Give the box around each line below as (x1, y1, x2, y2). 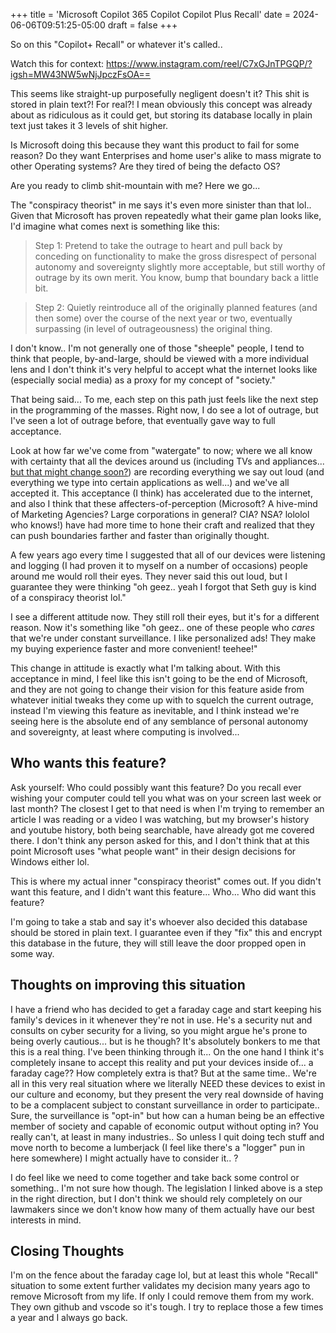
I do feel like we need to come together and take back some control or (10, 1171, 300, 1183)
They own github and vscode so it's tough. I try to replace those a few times (10, 1301, 324, 1313)
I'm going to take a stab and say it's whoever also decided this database (10, 915, 308, 928)
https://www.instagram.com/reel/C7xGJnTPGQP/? (105, 58, 313, 69)
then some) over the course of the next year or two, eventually (34, 312, 293, 324)
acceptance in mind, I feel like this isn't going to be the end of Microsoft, (10, 673, 308, 684)
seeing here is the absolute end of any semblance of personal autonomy (10, 715, 309, 727)
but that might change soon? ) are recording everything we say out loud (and (10, 466, 325, 478)
